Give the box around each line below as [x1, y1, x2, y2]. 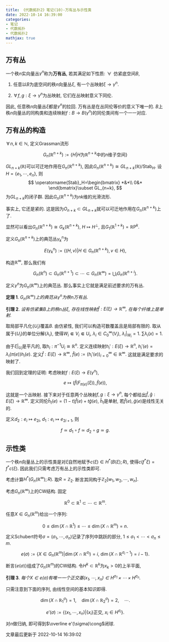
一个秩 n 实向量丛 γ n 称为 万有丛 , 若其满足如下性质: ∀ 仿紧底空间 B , [6, 69, 140, 77]
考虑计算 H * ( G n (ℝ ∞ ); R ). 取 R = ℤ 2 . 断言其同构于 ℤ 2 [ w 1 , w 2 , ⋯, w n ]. [6, 475, 139, 483]
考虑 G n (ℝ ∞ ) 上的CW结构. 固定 [6, 487, 67, 496]
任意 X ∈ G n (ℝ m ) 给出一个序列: [6, 510, 68, 518]
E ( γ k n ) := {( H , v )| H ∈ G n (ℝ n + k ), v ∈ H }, [44, 247, 127, 255]
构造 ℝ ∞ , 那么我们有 [6, 258, 46, 266]
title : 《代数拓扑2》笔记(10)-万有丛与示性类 [6, 7, 92, 13]
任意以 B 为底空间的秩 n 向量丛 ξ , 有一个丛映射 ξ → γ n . [13, 81, 119, 87]
